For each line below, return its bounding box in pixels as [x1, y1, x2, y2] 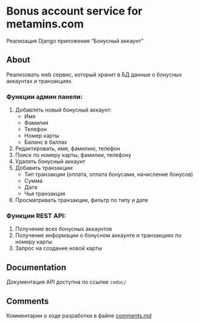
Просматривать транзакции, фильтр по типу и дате [15, 196, 149, 204]
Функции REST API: [6, 211, 67, 219]
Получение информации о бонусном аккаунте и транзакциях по [15, 232, 182, 239]
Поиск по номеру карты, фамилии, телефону [15, 152, 132, 159]
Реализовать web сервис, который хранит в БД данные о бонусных [6, 71, 182, 78]
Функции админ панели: [6, 92, 83, 101]
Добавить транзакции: [15, 164, 74, 172]
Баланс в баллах [24, 138, 68, 146]
